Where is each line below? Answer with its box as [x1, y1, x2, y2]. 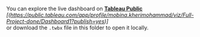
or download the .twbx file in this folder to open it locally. [6, 24, 149, 31]
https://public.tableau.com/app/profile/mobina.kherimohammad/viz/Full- [10, 11, 194, 18]
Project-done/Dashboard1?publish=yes [6, 18, 105, 24]
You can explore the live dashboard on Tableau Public [6, 5, 143, 12]
